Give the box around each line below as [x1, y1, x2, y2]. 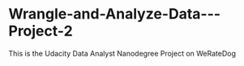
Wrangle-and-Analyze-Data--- [8, 5, 221, 23]
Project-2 [8, 22, 73, 40]
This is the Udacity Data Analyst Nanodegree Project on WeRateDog [8, 48, 237, 58]
